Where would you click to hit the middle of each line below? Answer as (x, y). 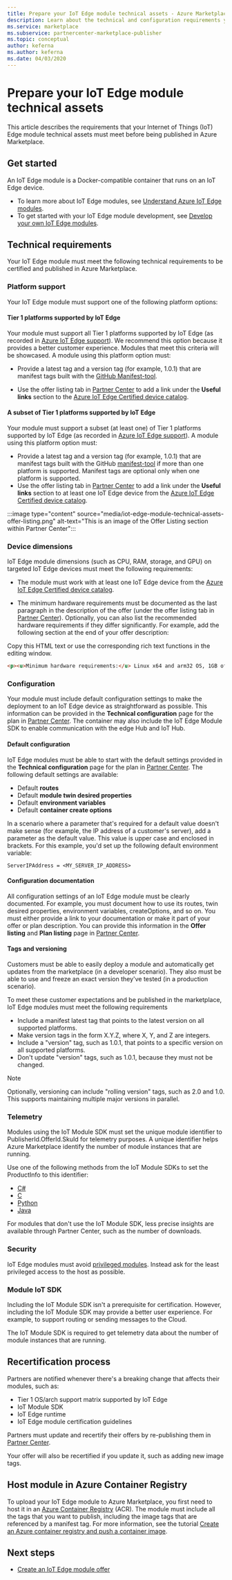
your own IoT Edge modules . (58, 223)
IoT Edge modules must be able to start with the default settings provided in (115, 760)
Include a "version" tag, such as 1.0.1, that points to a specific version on (120, 1043)
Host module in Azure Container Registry (97, 1485)
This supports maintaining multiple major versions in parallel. (94, 1099)
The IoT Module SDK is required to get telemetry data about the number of (113, 1333)
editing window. (30, 653)
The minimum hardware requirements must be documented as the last (117, 603)
